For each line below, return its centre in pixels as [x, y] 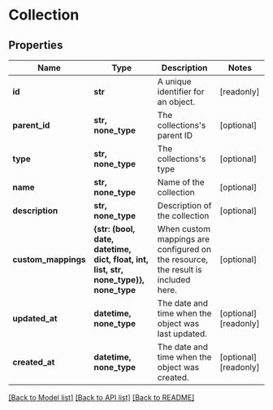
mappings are [183, 239]
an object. [176, 102]
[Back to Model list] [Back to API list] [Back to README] [102, 397]
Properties [36, 45]
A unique [175, 81]
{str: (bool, [115, 229]
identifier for [181, 92]
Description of [184, 205]
